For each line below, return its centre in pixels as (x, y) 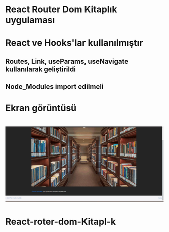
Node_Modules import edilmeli (54, 87)
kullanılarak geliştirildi (41, 69)
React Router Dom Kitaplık (61, 9)
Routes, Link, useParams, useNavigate (67, 61)
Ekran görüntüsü (41, 108)
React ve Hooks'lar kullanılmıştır (74, 43)
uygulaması (30, 20)
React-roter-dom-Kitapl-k (61, 222)
